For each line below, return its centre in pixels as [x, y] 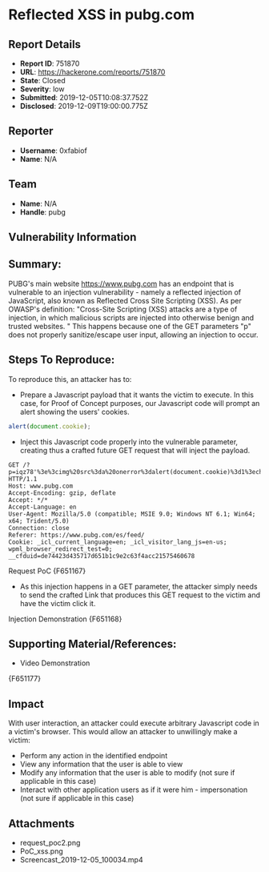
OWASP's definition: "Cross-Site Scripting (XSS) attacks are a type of [123, 309]
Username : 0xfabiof [54, 151]
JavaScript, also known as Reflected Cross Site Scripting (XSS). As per [125, 300]
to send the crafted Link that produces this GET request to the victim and [140, 595]
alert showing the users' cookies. [74, 412]
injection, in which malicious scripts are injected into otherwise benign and [131, 317]
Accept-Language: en [43, 507]
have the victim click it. [58, 603]
